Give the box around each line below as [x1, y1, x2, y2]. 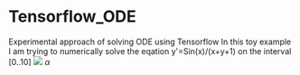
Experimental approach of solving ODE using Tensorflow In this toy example [8, 36, 292, 47]
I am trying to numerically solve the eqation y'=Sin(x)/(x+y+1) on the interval [8, 45, 292, 56]
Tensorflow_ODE [8, 6, 136, 27]
